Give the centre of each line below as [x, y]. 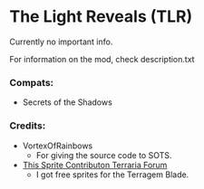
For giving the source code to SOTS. [104, 155]
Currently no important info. [61, 42]
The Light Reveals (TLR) [101, 17]
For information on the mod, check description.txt [102, 59]
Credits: [28, 126]
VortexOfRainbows [58, 146]
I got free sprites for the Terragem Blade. [112, 175]
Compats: [32, 82]
